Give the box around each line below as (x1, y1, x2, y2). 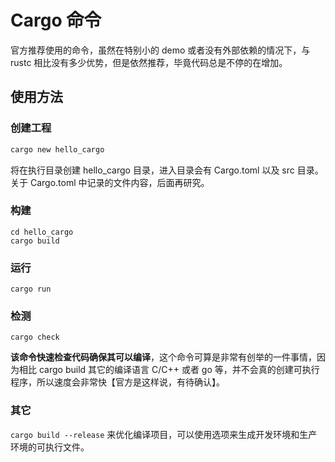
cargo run (10, 284, 52, 295)
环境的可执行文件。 (10, 441, 90, 453)
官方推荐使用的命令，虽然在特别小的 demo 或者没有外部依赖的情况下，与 (10, 44, 311, 56)
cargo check (10, 332, 60, 343)
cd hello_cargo (10, 227, 74, 237)
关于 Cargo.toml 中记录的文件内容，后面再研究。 (10, 176, 210, 188)
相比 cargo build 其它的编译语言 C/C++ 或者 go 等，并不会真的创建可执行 (18, 364, 320, 376)
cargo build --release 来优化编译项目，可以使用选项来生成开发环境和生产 (10, 428, 318, 440)
